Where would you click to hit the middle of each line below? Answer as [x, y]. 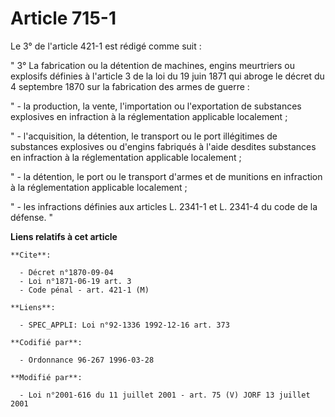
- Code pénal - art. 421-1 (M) [84, 290]
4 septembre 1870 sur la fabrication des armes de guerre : [130, 86]
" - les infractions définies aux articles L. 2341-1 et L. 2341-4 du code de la [164, 206]
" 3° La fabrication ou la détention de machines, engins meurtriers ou [152, 65]
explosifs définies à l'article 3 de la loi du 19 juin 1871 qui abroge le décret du [167, 76]
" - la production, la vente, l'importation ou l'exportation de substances [156, 106]
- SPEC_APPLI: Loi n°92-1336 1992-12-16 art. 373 [124, 325]
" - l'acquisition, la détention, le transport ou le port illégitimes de [144, 136]
